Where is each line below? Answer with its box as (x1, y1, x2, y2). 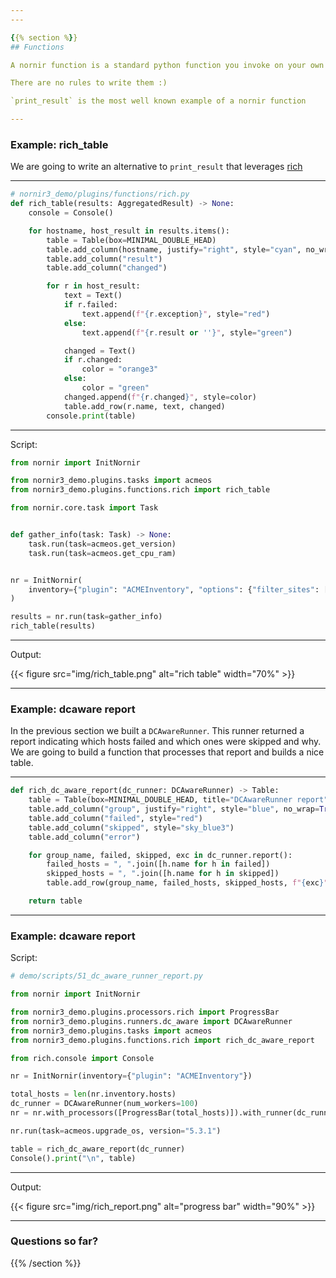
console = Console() (28, 208, 114, 218)
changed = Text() (63, 346, 137, 356)
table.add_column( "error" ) (28, 832, 141, 842)
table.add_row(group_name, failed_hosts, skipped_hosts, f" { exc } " (46, 878, 329, 888)
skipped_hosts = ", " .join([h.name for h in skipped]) (46, 869, 280, 879)
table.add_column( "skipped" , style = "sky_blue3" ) (28, 822, 235, 833)
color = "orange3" (81, 364, 159, 375)
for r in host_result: (46, 281, 141, 291)
